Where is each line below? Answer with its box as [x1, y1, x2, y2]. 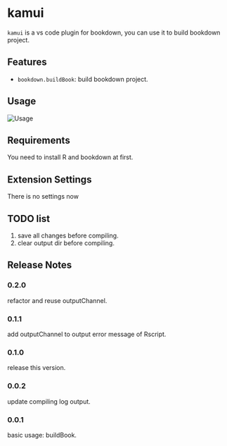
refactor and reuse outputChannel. [7, 296, 108, 304]
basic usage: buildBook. [7, 430, 77, 439]
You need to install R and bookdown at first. [7, 153, 134, 161]
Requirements [7, 134, 70, 146]
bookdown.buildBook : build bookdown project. [17, 75, 149, 83]
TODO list [7, 213, 51, 225]
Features [7, 56, 47, 68]
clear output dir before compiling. [17, 239, 115, 247]
